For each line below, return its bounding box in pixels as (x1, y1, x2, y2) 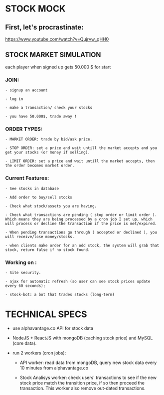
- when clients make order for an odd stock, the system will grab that (5, 243, 160, 248)
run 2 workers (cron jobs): (12, 349, 66, 355)
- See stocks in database (5, 186, 59, 191)
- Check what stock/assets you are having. (5, 203, 97, 208)
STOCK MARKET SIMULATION (5, 50, 101, 59)
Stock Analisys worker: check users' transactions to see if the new (19, 374, 157, 380)
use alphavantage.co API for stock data (12, 325, 94, 331)
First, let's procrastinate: (5, 23, 84, 31)
